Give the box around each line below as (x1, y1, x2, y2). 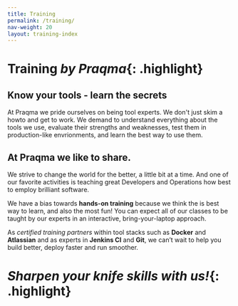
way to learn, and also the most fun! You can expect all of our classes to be (7, 207, 228, 216)
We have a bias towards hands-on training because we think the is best (7, 199, 219, 208)
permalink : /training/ (7, 17, 75, 24)
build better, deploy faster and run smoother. (7, 243, 139, 252)
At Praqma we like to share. (7, 151, 131, 164)
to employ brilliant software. (7, 186, 90, 194)
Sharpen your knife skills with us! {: (7, 268, 219, 285)
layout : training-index (7, 30, 78, 38)
